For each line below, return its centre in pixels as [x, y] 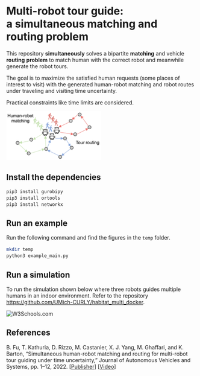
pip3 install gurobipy [35, 191]
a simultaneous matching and [82, 24]
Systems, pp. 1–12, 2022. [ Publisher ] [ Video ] [61, 366]
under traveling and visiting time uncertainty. [62, 91]
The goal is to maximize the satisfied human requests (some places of [93, 78]
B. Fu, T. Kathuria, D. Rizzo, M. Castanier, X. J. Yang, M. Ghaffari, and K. [95, 347]
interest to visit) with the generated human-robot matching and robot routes [100, 84]
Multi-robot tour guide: [65, 11]
